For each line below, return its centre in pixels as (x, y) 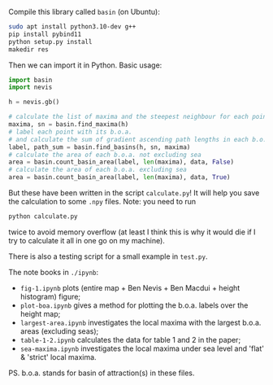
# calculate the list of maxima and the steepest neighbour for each (129, 117)
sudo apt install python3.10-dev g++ (72, 27)
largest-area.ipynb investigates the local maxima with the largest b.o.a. (141, 322)
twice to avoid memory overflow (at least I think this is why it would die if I (132, 232)
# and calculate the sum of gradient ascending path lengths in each (129, 139)
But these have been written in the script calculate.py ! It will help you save (134, 193)
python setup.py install (50, 42)
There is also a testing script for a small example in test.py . (108, 256)
